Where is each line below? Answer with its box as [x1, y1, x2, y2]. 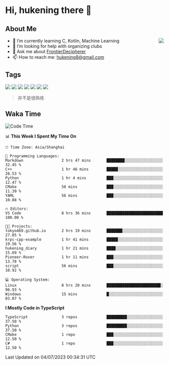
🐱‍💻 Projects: [5, 223, 33, 229]
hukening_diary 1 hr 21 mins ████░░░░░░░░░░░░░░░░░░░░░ [5, 246, 163, 251]
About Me [5, 25, 37, 33]
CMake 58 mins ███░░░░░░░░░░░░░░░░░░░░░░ [5, 184, 163, 189]
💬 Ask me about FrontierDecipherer [12, 49, 86, 54]
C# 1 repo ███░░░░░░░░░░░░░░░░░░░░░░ [5, 341, 163, 346]
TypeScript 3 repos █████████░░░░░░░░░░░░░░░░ [5, 314, 163, 319]
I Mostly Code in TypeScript [5, 305, 64, 311]
